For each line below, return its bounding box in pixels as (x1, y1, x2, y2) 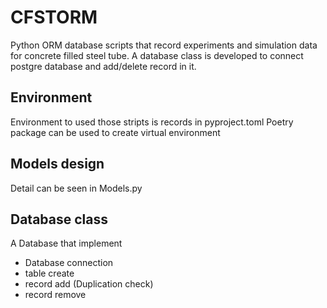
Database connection (24, 257, 114, 269)
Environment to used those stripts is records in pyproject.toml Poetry (10, 116, 294, 128)
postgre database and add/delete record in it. (10, 60, 197, 72)
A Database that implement (10, 237, 123, 250)
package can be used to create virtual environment (10, 126, 221, 138)
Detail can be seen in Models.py (10, 182, 143, 194)
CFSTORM (10, 6, 98, 29)
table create (24, 267, 75, 280)
